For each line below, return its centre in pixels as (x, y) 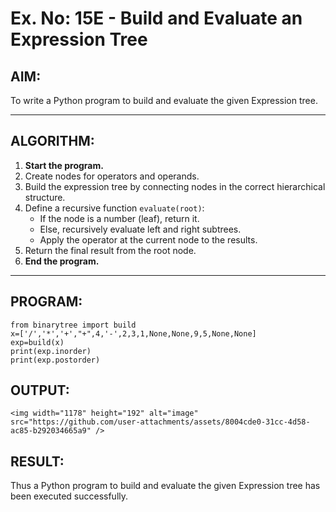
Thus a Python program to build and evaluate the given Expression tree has (165, 486)
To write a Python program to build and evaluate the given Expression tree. (164, 100)
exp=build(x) (37, 342)
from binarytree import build (73, 325)
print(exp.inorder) (51, 351)
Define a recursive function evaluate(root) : (114, 208)
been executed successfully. (69, 496)
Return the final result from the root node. (110, 250)
